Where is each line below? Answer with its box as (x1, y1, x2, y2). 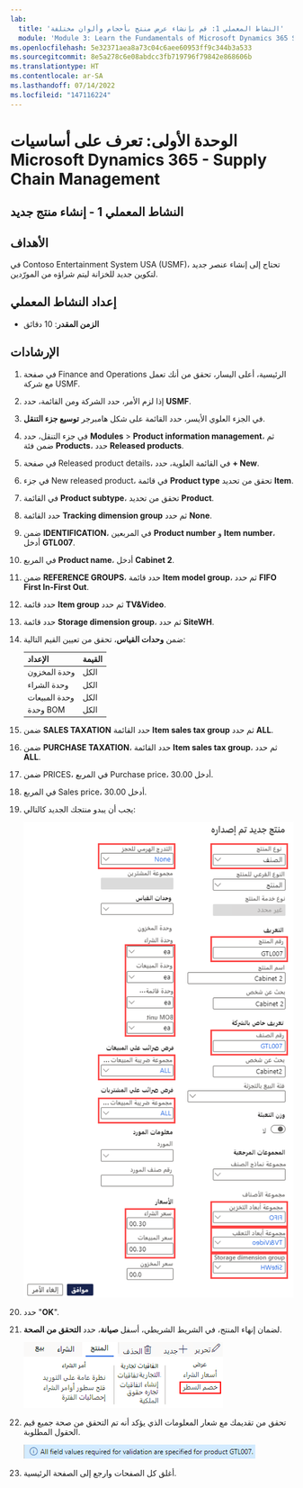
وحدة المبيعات (27, 692, 75, 703)
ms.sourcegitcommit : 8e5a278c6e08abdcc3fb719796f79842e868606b (10, 52, 253, 62)
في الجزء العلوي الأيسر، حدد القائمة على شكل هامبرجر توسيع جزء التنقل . (22, 413, 266, 423)
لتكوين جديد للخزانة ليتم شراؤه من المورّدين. (10, 268, 158, 279)
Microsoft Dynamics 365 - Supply (10, 150, 268, 170)
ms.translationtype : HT (10, 62, 100, 71)
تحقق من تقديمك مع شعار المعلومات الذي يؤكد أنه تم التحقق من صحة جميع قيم (22, 1417, 287, 1428)
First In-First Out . (22, 581, 89, 592)
